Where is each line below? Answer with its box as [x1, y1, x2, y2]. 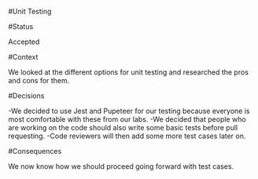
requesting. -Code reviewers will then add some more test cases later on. [8, 131, 246, 141]
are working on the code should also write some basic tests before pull [8, 123, 238, 132]
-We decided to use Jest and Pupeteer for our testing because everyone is [8, 106, 250, 115]
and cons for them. [8, 76, 70, 85]
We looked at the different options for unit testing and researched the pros [8, 68, 249, 77]
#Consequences [8, 147, 62, 155]
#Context [8, 53, 39, 61]
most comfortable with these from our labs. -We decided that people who [8, 115, 246, 124]
